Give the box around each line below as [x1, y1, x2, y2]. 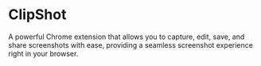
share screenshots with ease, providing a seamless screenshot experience [8, 40, 253, 49]
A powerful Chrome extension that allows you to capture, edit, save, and [8, 32, 245, 41]
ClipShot [8, 6, 67, 24]
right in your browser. [8, 49, 79, 58]
